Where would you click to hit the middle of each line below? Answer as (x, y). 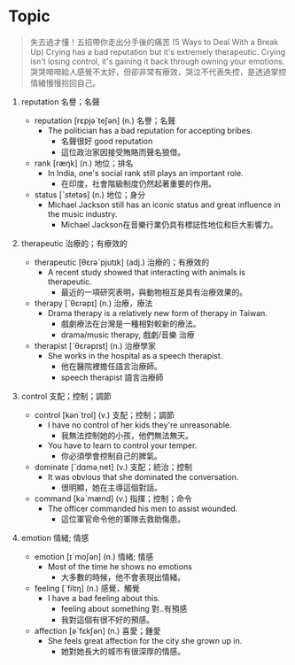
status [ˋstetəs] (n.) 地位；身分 (90, 194)
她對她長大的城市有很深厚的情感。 (123, 651)
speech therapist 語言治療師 (112, 377)
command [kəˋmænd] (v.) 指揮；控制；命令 (113, 499)
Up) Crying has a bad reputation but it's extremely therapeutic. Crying (158, 51)
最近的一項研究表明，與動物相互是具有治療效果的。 (154, 292)
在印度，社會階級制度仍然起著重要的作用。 (139, 183)
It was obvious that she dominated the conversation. (143, 476)
